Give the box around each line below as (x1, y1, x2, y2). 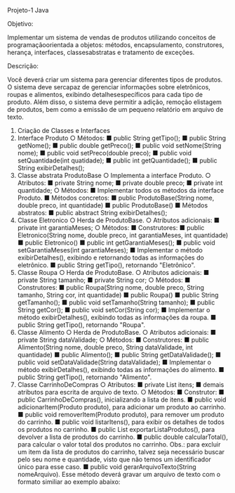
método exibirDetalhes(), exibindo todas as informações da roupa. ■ (17, 313, 217, 321)
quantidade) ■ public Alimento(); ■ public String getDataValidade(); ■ (17, 351, 222, 359)
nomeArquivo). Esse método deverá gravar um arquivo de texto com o (17, 470, 221, 478)
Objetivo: (7, 20, 34, 27)
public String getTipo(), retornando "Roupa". (17, 321, 146, 329)
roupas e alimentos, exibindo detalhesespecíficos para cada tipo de (7, 91, 203, 98)
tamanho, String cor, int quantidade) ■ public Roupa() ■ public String (17, 291, 219, 299)
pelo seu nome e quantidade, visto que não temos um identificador (17, 455, 212, 463)
